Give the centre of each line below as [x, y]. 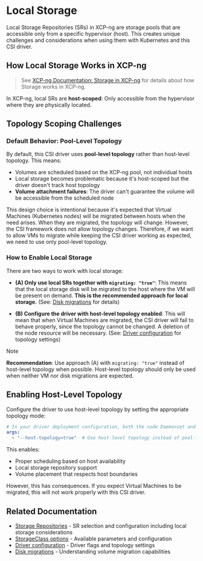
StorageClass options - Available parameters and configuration [93, 539]
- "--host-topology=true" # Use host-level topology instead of [96, 438]
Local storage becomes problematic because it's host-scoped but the [102, 179]
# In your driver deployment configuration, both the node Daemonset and [101, 427]
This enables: [23, 450]
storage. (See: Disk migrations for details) [67, 302]
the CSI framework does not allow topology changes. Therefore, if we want [100, 229]
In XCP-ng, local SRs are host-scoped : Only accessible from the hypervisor [101, 98]
